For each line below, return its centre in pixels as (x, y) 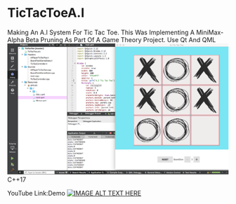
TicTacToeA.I (46, 13)
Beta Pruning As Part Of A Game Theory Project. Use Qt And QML (121, 39)
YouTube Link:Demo (36, 193)
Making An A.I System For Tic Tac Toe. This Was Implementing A (101, 32)
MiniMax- (210, 32)
